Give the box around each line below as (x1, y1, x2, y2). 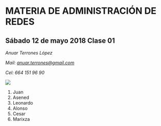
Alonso (12, 105, 28, 111)
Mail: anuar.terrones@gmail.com (5, 60, 75, 66)
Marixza (12, 116, 30, 122)
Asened (12, 94, 30, 100)
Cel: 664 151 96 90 (5, 69, 45, 75)
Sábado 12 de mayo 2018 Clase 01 (5, 36, 115, 45)
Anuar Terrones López (5, 50, 53, 56)
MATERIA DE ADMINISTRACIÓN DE (5, 5, 157, 17)
